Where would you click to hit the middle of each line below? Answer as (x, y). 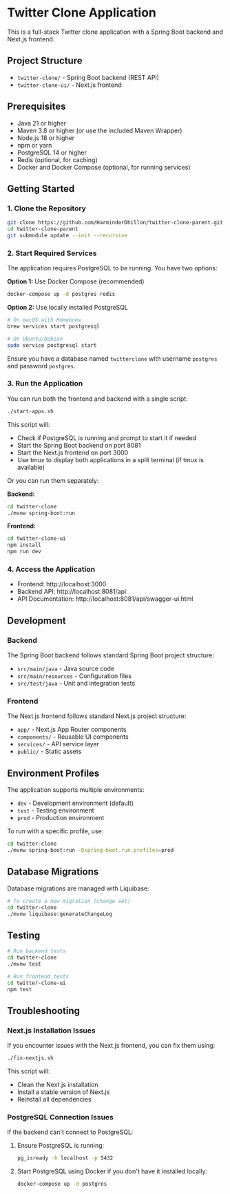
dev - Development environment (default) (75, 803)
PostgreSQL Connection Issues (60, 1117)
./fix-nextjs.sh (30, 1058)
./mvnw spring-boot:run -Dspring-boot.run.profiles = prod (91, 850)
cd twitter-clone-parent (43, 229)
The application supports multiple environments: (76, 790)
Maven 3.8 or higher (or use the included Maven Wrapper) (100, 130)
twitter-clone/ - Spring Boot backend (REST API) (88, 77)
